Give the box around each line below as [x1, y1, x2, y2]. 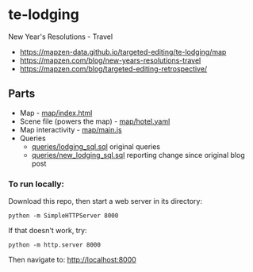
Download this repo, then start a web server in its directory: [8, 197, 202, 206]
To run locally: [8, 178, 65, 190]
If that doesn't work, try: [8, 226, 87, 236]
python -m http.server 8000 [8, 241, 102, 249]
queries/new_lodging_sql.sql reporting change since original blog [31, 150, 245, 159]
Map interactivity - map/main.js [19, 125, 122, 134]
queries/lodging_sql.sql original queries [31, 141, 161, 151]
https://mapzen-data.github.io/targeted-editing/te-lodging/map [19, 47, 227, 56]
